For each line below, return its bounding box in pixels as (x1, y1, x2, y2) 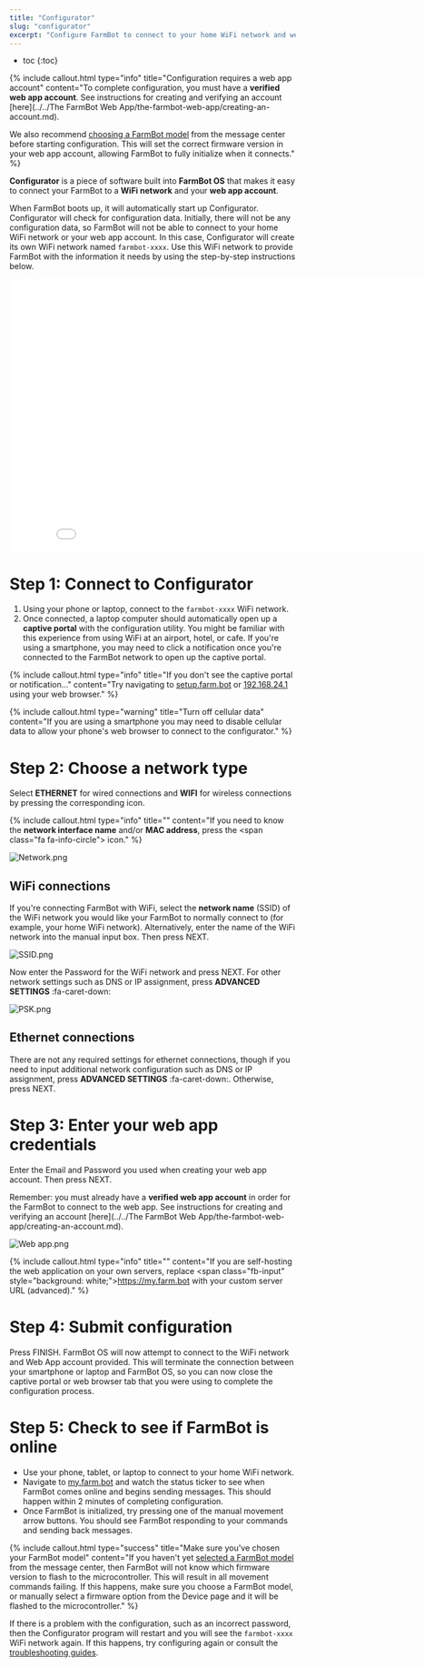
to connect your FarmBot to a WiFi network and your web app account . (9, 186, 279, 196)
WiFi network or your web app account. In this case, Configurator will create (9, 232, 295, 243)
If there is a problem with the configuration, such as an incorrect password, (9, 1618, 292, 1629)
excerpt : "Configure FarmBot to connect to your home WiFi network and (9, 30, 286, 39)
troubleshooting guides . (9, 1647, 99, 1658)
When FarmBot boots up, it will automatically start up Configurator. (9, 203, 259, 214)
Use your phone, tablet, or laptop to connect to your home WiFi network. (22, 1466, 295, 1478)
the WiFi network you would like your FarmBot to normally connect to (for (9, 912, 284, 923)
